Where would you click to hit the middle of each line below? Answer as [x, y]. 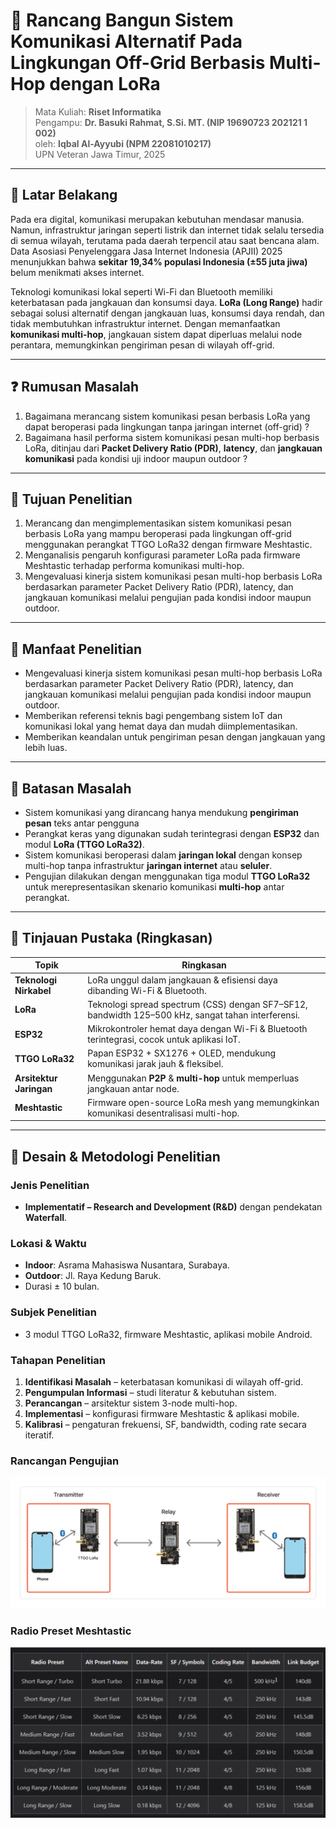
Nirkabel [33, 990]
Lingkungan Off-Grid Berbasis [138, 63]
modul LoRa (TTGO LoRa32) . [84, 844]
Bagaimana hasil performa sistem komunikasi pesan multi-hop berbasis [172, 437]
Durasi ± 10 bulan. [62, 1286]
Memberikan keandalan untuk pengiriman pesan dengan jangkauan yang [175, 737]
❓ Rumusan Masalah [75, 387]
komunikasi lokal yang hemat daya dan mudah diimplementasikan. [161, 726]
